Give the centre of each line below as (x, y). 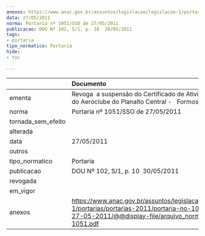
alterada (21, 131)
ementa (20, 98)
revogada (23, 181)
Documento (89, 84)
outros (19, 151)
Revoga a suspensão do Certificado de (128, 94)
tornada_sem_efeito (38, 121)
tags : (13, 35)
